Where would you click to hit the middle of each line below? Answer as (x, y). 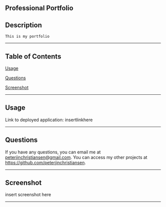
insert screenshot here (28, 195)
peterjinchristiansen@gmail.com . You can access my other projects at (76, 157)
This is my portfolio (27, 37)
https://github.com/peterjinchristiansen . (46, 162)
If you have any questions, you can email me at (53, 152)
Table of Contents (33, 56)
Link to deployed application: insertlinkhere (49, 120)
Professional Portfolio (39, 8)
